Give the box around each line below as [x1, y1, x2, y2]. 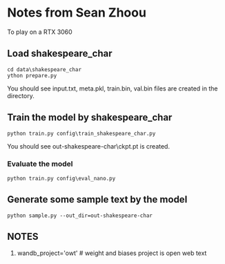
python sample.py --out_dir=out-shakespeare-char [7, 212, 153, 219]
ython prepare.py [7, 72, 57, 79]
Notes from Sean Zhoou [7, 5, 147, 21]
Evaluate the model [7, 159, 73, 169]
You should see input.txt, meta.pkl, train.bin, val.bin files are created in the [7, 84, 218, 93]
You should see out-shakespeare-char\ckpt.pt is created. [7, 142, 170, 150]
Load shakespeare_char [7, 48, 112, 59]
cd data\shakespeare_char [7, 66, 81, 73]
